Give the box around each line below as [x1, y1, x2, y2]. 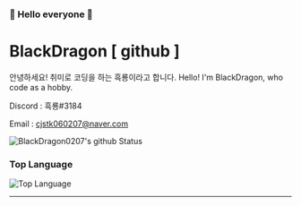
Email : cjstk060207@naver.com [9, 118, 128, 129]
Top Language [9, 158, 73, 170]
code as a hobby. [9, 82, 73, 92]
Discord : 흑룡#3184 [9, 100, 82, 111]
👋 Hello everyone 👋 [9, 8, 94, 21]
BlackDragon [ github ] [9, 41, 180, 62]
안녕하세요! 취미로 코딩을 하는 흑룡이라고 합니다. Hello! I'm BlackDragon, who [9, 72, 284, 82]
